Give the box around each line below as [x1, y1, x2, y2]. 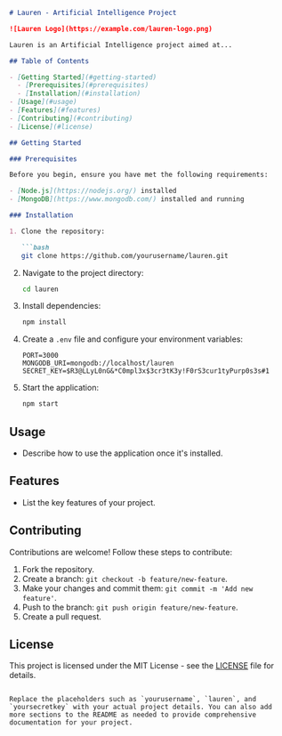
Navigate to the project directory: [21, 267, 144, 278]
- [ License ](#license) [9, 122, 93, 131]
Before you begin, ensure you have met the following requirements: [9, 170, 269, 180]
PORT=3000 [21, 352, 60, 360]
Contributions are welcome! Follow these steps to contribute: [9, 546, 233, 557]
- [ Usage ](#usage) [9, 98, 77, 107]
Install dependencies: [21, 301, 101, 311]
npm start [21, 400, 60, 408]
